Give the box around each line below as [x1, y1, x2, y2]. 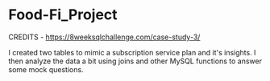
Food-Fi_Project [8, 6, 118, 24]
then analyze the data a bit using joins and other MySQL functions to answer [8, 56, 262, 66]
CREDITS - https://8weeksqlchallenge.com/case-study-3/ [8, 32, 201, 42]
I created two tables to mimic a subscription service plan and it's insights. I [8, 47, 256, 57]
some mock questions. [8, 64, 84, 74]
